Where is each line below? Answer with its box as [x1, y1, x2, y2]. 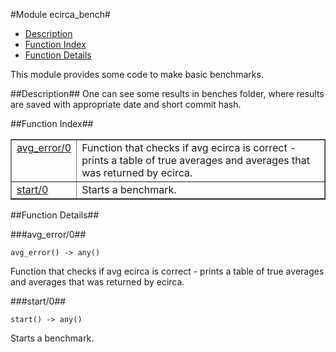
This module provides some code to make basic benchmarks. [10, 69, 264, 80]
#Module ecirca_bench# [10, 9, 111, 20]
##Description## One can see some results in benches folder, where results [10, 88, 325, 99]
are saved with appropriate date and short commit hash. [10, 99, 242, 110]
